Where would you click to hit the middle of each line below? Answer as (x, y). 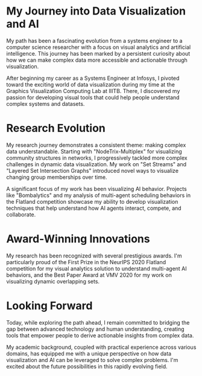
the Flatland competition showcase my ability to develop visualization (92, 201)
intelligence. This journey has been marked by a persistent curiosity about (98, 53)
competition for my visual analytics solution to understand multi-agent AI (96, 268)
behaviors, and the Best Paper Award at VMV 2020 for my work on (89, 275)
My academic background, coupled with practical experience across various (101, 347)
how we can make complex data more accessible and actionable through (97, 60)
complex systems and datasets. (46, 103)
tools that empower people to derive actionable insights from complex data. (100, 335)
